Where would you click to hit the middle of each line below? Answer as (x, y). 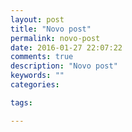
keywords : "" (37, 76)
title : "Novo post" (51, 29)
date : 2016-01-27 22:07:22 (66, 47)
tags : (21, 102)
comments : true (42, 57)
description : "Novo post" (64, 66)
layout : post (37, 19)
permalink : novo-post (55, 38)
